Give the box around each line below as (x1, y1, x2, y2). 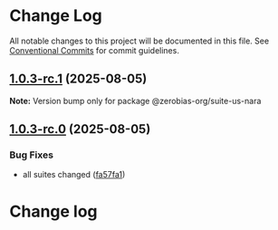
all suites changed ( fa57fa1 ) (22, 169, 126, 180)
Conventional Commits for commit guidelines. (9, 44, 179, 55)
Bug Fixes (9, 149, 54, 161)
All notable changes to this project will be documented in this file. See (9, 35, 270, 46)
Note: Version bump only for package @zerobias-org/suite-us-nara (9, 95, 262, 106)
